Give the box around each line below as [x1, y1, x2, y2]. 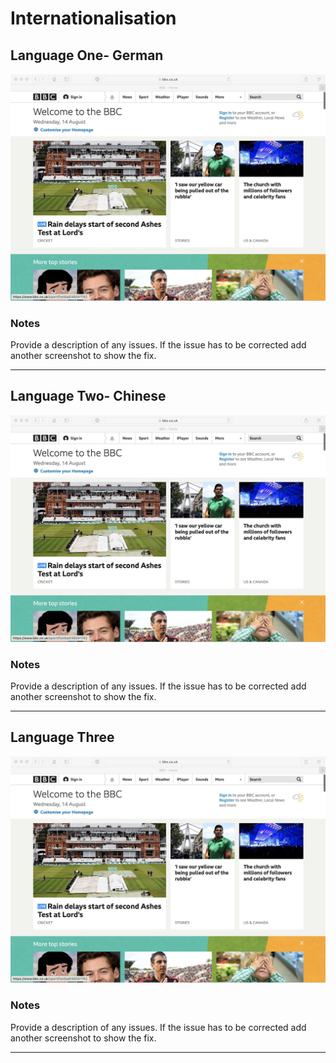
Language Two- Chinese [10, 388, 167, 405]
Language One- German [10, 47, 164, 64]
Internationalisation [10, 7, 177, 30]
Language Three [10, 729, 115, 746]
